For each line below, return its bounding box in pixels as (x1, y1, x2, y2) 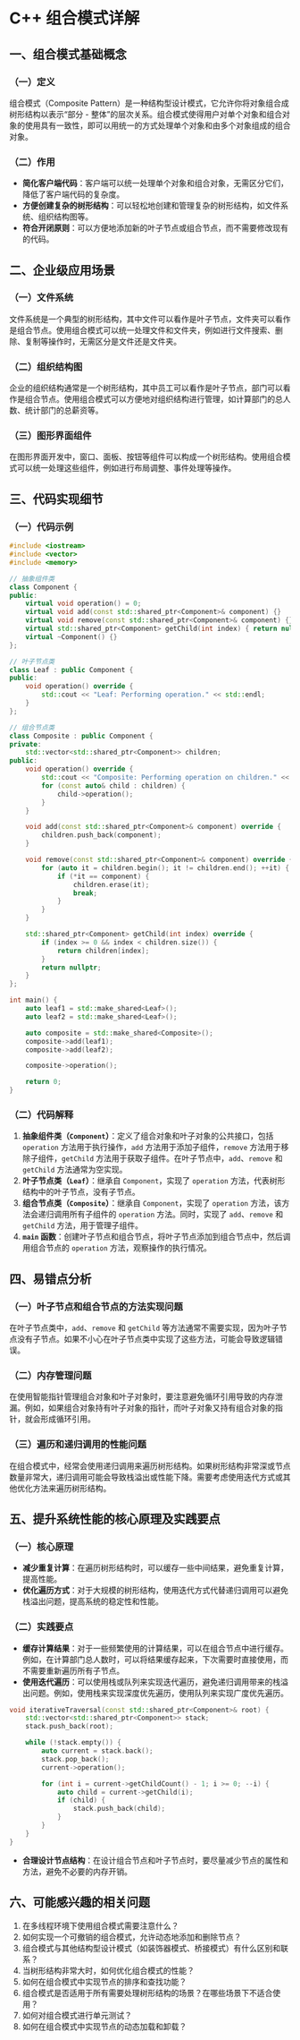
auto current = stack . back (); (41, 1746, 154, 1755)
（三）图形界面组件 (9, 430, 92, 442)
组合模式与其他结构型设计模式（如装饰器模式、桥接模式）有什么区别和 (21, 1942, 281, 1953)
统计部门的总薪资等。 (24, 405, 104, 416)
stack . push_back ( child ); (72, 1805, 166, 1814)
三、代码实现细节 (9, 491, 104, 507)
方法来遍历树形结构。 (32, 1482, 112, 1493)
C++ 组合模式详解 (9, 8, 140, 29)
